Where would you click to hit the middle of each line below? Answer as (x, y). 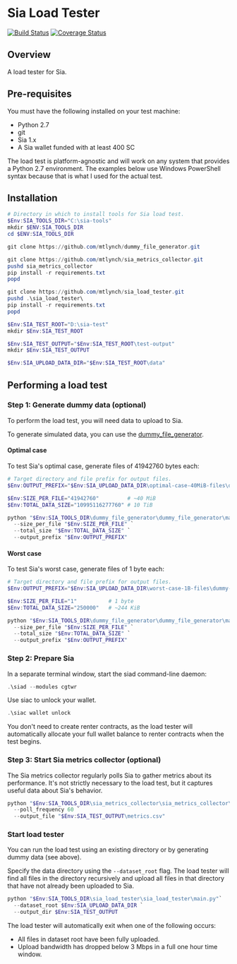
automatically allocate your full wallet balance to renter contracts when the (116, 734)
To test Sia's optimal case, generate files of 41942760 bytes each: (103, 466)
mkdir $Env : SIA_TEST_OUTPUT (49, 350)
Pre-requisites (39, 94)
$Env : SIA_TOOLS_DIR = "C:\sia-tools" (60, 221)
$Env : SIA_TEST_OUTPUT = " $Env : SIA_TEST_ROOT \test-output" (91, 344)
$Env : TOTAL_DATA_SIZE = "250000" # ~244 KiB (74, 608)
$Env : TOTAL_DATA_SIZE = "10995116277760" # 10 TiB (80, 505)
